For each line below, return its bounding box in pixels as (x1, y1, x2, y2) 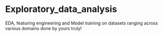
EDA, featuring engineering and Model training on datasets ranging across (5, 20, 158, 26)
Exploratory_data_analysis (5, 3, 117, 15)
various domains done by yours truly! (5, 25, 82, 31)
